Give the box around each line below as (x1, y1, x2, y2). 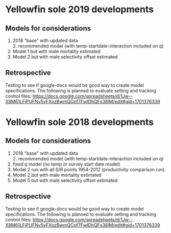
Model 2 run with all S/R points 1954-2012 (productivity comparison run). (12, 166, 166, 172)
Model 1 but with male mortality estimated (12, 49, 101, 54)
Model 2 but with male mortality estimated (12, 172, 102, 178)
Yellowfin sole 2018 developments (5, 116, 154, 128)
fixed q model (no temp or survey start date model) (12, 161, 120, 167)
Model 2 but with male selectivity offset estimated (12, 54, 118, 60)
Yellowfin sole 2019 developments (5, 4, 154, 15)
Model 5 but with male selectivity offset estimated (12, 177, 118, 183)
